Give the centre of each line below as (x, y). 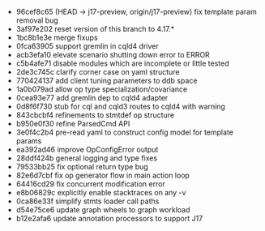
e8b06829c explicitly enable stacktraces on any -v (101, 192)
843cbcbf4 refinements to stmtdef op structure (95, 115)
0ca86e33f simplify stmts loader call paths (88, 201)
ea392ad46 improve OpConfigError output (87, 150)
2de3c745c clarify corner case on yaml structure (98, 72)
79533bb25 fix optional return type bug (82, 167)
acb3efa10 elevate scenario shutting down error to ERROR (113, 55)
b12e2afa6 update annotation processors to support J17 (109, 218)
